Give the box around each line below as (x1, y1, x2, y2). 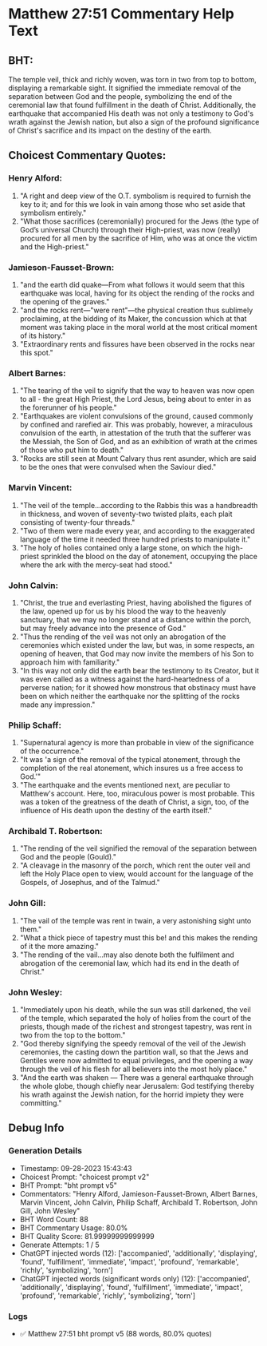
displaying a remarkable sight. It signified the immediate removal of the (8, 83, 241, 93)
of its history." (19, 331, 66, 340)
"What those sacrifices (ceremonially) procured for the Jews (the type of (19, 216, 259, 226)
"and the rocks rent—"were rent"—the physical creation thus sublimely (19, 305, 253, 315)
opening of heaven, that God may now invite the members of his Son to (19, 649, 254, 658)
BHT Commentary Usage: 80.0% (19, 1223, 128, 1233)
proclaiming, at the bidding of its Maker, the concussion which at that (19, 313, 247, 324)
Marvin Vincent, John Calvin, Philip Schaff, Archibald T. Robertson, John (19, 1197, 257, 1207)
